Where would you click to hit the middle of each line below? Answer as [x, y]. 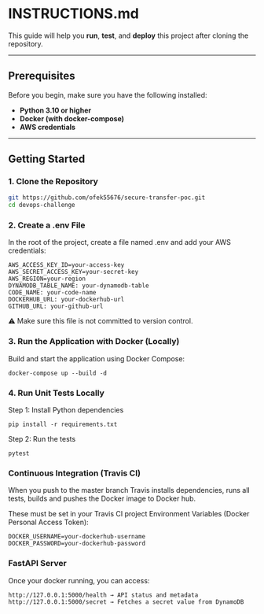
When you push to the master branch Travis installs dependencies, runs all [129, 490]
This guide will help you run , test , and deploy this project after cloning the [128, 35]
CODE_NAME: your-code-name [52, 293]
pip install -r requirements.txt [63, 425]
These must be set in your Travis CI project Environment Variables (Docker [129, 514]
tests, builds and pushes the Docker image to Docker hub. [102, 499]
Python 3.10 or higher [55, 110]
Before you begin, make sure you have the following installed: [108, 94]
